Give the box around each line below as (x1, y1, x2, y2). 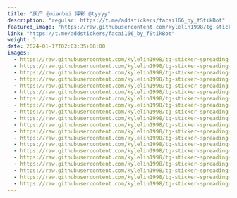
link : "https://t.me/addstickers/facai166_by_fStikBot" (7, 29, 175, 37)
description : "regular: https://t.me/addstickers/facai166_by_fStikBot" (7, 17, 226, 24)
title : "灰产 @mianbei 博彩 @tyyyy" (7, 10, 111, 18)
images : (7, 50, 30, 57)
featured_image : (7, 23, 55, 30)
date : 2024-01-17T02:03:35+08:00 (7, 43, 106, 50)
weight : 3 (7, 37, 37, 44)
